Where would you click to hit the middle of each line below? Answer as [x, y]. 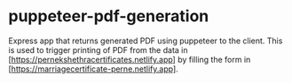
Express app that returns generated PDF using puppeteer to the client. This [146, 41]
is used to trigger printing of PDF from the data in [98, 49]
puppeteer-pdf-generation [109, 16]
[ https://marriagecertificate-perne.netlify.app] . [93, 69]
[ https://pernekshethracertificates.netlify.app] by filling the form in [130, 59]
